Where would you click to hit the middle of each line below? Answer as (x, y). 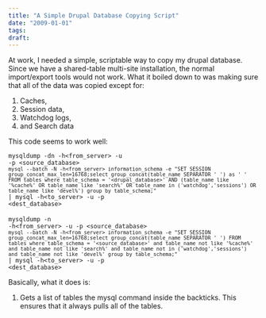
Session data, (42, 109)
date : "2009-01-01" (40, 23)
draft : (19, 38)
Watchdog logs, (45, 118)
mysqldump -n (30, 220)
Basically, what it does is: (50, 282)
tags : (17, 30)
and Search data (46, 126)
